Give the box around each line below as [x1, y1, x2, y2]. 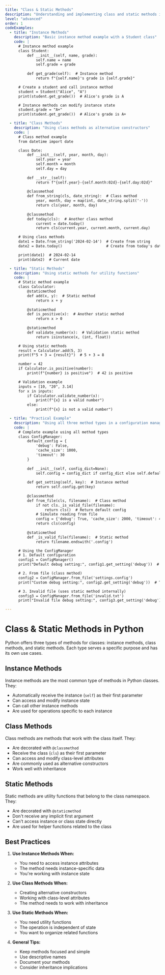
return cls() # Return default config [44, 507, 126, 512]
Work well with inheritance [12, 765, 66, 771]
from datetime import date [18, 139, 74, 144]
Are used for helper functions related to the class [12, 823, 112, 829]
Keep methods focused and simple [19, 949, 90, 955]
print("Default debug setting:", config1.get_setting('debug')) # [18, 562, 160, 567]
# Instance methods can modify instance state [18, 103, 115, 108]
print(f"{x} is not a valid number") [36, 407, 113, 412]
